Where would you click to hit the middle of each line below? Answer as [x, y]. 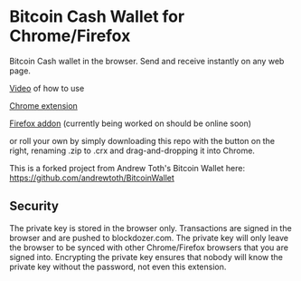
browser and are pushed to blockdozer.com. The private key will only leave [149, 237]
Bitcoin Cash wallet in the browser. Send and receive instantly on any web [147, 61]
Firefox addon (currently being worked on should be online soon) [130, 123]
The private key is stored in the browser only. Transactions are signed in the [150, 228]
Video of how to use [47, 88]
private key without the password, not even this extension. [118, 266]
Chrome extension [44, 105]
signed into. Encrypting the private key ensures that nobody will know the [146, 257]
